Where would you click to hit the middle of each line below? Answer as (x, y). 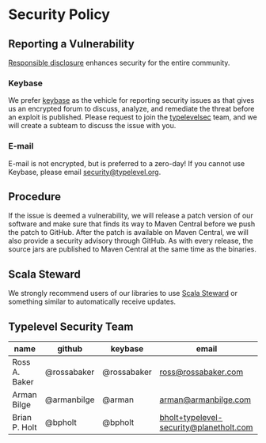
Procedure (35, 197)
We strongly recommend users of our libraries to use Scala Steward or (123, 293)
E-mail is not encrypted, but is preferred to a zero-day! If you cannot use (127, 163)
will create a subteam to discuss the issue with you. (92, 126)
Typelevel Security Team (71, 326)
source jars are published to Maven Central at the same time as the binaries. (133, 249)
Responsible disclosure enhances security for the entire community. (119, 62)
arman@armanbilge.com (205, 399)
